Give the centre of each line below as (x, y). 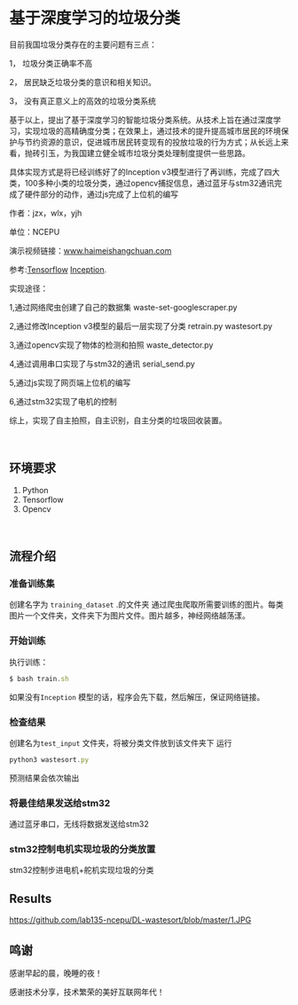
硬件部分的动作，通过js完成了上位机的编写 (102, 194)
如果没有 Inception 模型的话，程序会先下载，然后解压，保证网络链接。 (137, 696)
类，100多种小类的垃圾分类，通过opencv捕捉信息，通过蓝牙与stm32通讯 (142, 183)
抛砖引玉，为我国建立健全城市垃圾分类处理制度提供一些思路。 (137, 153)
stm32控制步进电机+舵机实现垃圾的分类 (82, 870)
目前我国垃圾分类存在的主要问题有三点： (83, 44)
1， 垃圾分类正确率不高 (51, 63)
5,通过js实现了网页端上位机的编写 (70, 382)
